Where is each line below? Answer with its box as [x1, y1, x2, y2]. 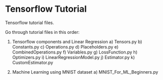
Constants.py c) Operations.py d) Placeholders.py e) [12, 44, 119, 50]
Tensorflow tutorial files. [5, 20, 54, 26]
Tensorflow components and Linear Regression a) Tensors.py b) [12, 38, 142, 45]
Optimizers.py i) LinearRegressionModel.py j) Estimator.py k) [12, 54, 135, 60]
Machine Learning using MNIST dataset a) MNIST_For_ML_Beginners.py [12, 69, 159, 75]
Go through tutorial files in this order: [5, 29, 80, 35]
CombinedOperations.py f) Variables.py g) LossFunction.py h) [12, 49, 137, 55]
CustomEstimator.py [12, 59, 54, 65]
